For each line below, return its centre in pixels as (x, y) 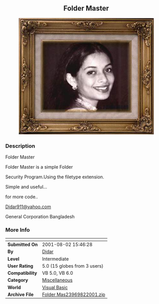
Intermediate (55, 259)
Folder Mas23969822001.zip (74, 294)
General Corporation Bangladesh (40, 217)
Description (20, 146)
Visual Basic (55, 287)
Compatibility (22, 273)
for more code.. (22, 197)
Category (18, 280)
